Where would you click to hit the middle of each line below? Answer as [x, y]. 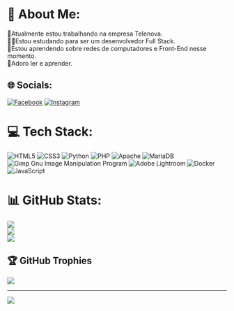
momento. [22, 56]
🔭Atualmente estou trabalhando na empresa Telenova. [85, 34]
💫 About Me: [44, 14]
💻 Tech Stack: [50, 131]
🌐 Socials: [30, 86]
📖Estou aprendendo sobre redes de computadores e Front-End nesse [107, 48]
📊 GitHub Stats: [55, 200]
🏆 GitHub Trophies [50, 261]
